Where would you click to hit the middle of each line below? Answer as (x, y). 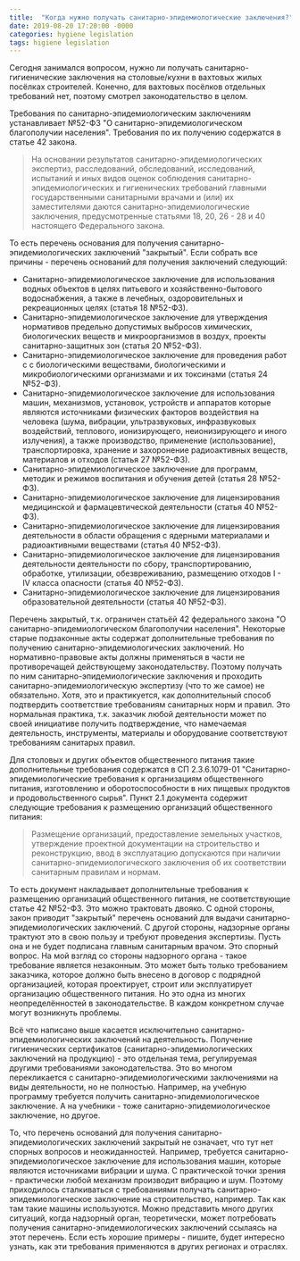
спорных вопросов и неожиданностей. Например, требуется (126, 1152)
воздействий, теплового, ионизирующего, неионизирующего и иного (154, 431)
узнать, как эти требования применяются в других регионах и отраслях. (149, 1247)
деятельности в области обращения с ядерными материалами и (146, 536)
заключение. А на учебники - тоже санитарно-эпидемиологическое (140, 1106)
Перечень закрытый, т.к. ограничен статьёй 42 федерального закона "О (148, 619)
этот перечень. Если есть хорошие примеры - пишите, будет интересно (147, 1237)
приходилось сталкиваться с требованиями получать (112, 1190)
